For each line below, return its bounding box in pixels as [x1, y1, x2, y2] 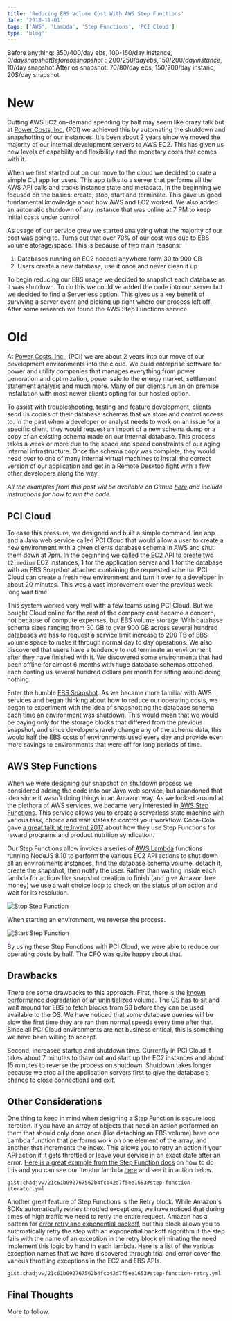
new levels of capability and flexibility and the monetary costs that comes [7, 147, 217, 156]
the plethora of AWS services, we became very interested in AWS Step [7, 801, 209, 809]
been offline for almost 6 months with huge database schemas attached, [7, 660, 215, 668]
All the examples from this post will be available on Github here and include [7, 483, 223, 491]
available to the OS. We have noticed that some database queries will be [7, 1010, 213, 1019]
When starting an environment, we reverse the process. [7, 915, 166, 923]
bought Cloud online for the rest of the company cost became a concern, [7, 608, 216, 617]
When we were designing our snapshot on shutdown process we [7, 779, 193, 787]
